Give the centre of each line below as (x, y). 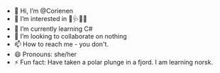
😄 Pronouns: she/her (45, 54)
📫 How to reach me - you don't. (61, 44)
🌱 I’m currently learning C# (53, 29)
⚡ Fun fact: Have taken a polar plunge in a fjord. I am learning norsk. (114, 62)
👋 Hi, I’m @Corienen (43, 11)
